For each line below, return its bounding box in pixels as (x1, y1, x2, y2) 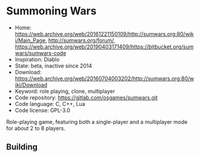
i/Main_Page (14, 37, 46, 44)
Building (6, 142, 38, 152)
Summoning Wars (6, 4, 97, 18)
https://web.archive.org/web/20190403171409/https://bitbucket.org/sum (14, 43, 194, 50)
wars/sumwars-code (14, 49, 67, 56)
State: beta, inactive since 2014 (14, 62, 93, 69)
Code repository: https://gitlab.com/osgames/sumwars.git (14, 94, 158, 101)
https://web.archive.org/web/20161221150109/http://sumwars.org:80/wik (14, 30, 194, 37)
